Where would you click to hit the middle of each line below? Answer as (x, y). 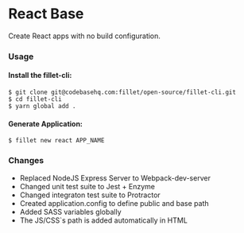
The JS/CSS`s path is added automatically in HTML (104, 220)
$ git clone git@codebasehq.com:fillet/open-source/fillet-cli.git (122, 92)
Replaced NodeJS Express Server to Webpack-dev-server (115, 178)
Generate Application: (46, 123)
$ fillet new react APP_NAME (56, 141)
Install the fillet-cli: (40, 76)
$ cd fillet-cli (35, 99)
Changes (26, 161)
